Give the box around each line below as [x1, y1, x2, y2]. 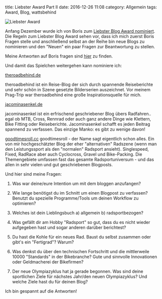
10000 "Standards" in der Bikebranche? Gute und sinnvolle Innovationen [12, 254, 157, 259]
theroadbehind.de [5, 72, 41, 78]
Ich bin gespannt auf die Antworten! [5, 288, 77, 294]
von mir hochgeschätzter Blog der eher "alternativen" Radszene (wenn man [5, 141, 157, 147]
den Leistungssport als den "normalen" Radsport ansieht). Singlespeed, [5, 146, 149, 152]
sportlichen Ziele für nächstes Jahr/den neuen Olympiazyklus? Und [12, 274, 147, 279]
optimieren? [12, 200, 36, 206]
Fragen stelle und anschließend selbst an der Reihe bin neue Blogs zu [5, 39, 145, 44]
